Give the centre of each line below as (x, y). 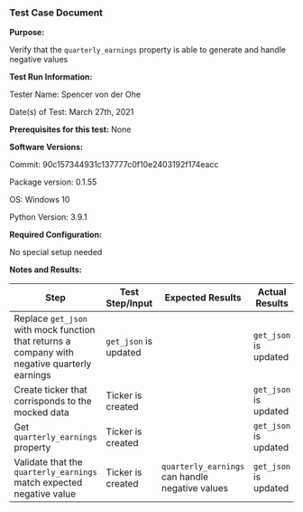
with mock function (55, 330)
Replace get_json (51, 318)
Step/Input (129, 303)
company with (44, 353)
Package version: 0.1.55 (53, 182)
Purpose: (27, 33)
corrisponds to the (53, 402)
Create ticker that (50, 390)
